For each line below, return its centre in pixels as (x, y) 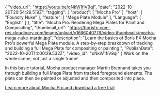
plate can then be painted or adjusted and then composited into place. (75, 78)
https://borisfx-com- (90, 28)
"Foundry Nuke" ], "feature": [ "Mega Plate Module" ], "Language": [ (73, 17)
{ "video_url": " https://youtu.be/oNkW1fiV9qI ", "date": (59, 7)
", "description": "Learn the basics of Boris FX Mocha (103, 38)
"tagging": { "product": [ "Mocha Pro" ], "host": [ (94, 12)
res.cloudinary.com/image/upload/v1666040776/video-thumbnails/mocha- (80, 33)
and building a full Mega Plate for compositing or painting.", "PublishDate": (79, 48)
